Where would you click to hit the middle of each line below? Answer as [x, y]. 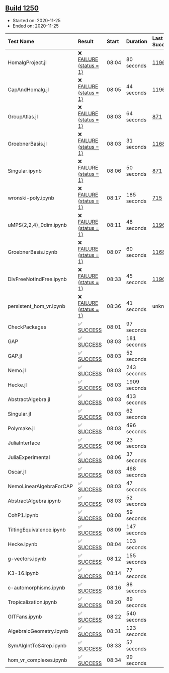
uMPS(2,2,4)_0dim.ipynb [37, 225]
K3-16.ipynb [23, 573]
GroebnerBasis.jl [27, 144]
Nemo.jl [17, 370]
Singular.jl [19, 414]
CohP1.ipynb [23, 515]
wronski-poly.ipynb [31, 197]
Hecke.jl [17, 385]
